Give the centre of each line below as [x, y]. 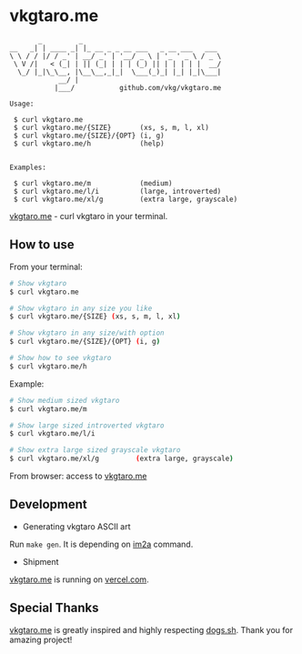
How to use [42, 245]
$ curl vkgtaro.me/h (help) [89, 143]
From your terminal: [46, 267]
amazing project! [41, 639]
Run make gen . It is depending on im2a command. [101, 544]
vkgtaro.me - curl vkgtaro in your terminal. [89, 216]
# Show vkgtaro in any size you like [81, 308]
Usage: [22, 104]
